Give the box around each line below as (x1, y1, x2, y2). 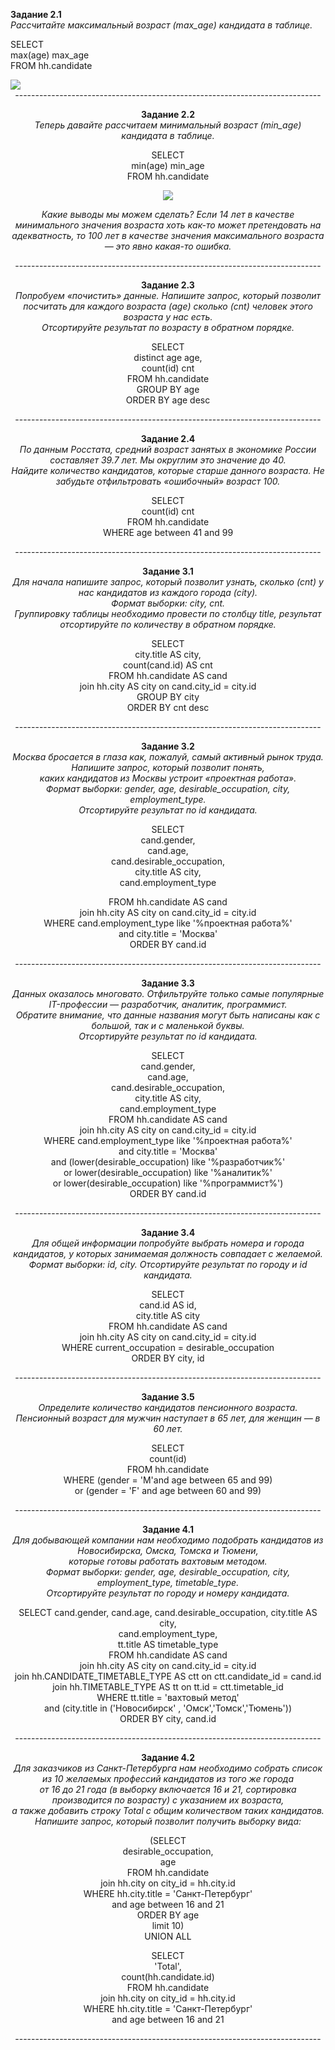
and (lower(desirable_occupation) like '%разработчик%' (50, 1156, 286, 1168)
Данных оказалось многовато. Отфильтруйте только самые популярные (11, 988, 325, 999)
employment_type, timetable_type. (96, 1577, 240, 1588)
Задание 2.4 (140, 433, 196, 444)
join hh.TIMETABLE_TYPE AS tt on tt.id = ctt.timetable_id (52, 1681, 284, 1693)
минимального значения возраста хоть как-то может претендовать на (14, 219, 322, 231)
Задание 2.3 (141, 279, 195, 291)
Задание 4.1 (141, 1524, 195, 1535)
